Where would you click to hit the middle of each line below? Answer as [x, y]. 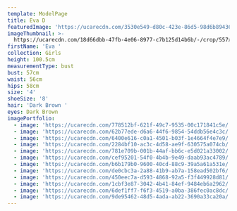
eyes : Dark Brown [33, 112]
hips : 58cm [23, 86]
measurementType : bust [41, 66]
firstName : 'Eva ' [34, 46]
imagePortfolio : [31, 118]
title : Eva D [26, 20]
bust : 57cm [23, 72]
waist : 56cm [25, 79]
